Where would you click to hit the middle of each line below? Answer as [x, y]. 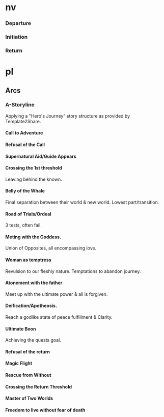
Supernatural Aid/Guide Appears [41, 156]
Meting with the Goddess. [33, 237]
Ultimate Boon [21, 329]
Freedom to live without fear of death [45, 410]
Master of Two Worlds [29, 398]
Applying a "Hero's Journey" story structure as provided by [68, 116]
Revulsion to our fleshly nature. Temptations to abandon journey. [73, 271]
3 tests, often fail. [23, 225]
